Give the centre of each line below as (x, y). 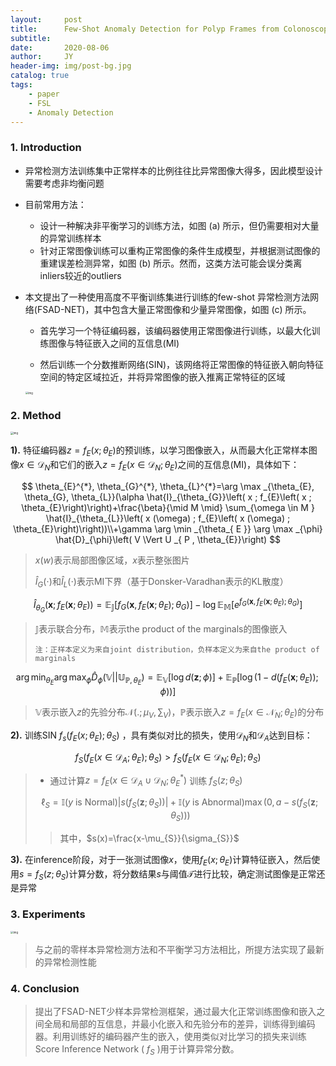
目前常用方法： (55, 204)
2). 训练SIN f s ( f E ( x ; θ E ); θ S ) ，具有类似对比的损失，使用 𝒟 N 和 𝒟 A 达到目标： (161, 736)
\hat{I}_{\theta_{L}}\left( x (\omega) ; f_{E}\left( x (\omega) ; (168, 518)
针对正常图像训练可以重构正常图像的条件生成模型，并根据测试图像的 (180, 250)
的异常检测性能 (65, 962)
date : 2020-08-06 (60, 47)
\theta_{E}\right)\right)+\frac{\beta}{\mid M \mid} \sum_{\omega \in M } (168, 507)
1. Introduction (46, 148)
